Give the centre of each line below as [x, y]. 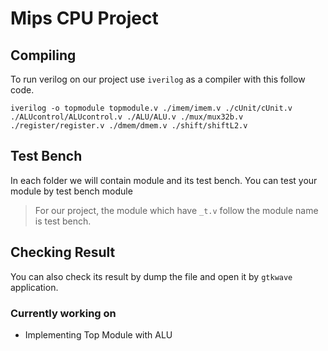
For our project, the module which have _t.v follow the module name [176, 210]
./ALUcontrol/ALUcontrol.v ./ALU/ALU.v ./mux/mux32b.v [127, 117]
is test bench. [63, 221]
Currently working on [63, 313]
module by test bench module [71, 191]
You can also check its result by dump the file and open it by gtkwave [151, 276]
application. [34, 287]
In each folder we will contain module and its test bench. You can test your [164, 180]
